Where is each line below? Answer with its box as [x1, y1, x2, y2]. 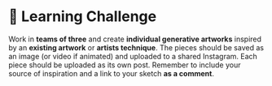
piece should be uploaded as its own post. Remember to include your [8, 60, 241, 70]
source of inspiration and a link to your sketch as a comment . [8, 68, 214, 78]
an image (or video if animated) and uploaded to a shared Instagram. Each [8, 51, 258, 61]
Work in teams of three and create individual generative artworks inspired [8, 34, 262, 44]
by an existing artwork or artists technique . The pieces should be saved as [8, 42, 265, 52]
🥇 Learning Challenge [8, 7, 157, 26]
